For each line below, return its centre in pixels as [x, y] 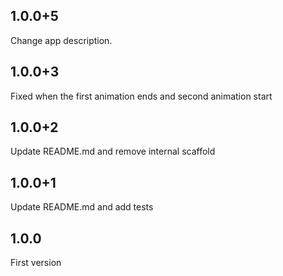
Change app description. [61, 40]
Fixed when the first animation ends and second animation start [141, 96]
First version [36, 263]
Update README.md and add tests [82, 207]
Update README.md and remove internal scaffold [113, 151]
